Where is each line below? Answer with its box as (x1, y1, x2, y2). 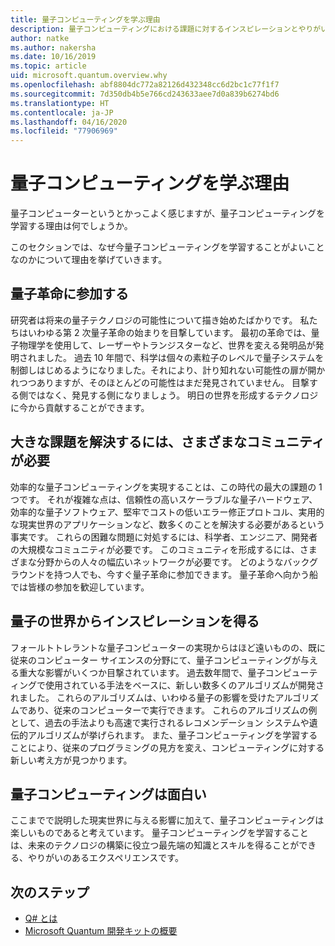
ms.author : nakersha (10, 42, 97, 53)
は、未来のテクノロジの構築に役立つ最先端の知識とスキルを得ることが (10, 839, 300, 851)
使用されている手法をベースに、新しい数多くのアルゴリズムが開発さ (44, 679, 325, 691)
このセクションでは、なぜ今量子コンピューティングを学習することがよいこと (10, 241, 325, 253)
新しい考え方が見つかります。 (10, 754, 133, 766)
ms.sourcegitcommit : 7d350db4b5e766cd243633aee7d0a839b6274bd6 (10, 89, 280, 99)
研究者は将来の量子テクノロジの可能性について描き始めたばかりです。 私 (10, 314, 310, 326)
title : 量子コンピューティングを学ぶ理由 (10, 14, 161, 25)
